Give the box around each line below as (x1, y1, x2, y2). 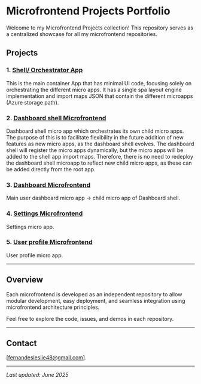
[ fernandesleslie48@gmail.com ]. (6, 354, 87, 361)
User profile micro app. (6, 251, 63, 259)
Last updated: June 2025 (6, 371, 69, 379)
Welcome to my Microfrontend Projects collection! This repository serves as (6, 24, 193, 31)
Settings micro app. (6, 223, 54, 230)
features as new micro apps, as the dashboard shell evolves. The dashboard (6, 140, 194, 147)
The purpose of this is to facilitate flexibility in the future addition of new (6, 133, 184, 141)
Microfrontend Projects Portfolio (6, 4, 170, 18)
